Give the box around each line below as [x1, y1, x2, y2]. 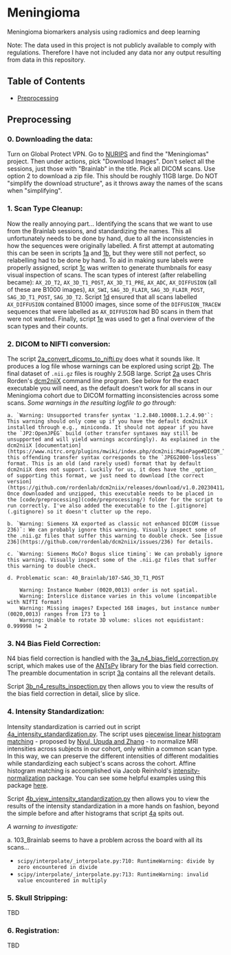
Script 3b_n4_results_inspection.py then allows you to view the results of [7, 682, 214, 691]
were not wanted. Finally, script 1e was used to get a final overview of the [7, 315, 215, 323]
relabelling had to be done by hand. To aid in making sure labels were [7, 256, 204, 264]
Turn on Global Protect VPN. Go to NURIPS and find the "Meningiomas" [7, 150, 210, 158]
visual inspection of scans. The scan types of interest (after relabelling [7, 271, 207, 279]
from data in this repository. [7, 55, 86, 63]
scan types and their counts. [7, 322, 88, 330]
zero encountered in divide [16, 863, 98, 870]
